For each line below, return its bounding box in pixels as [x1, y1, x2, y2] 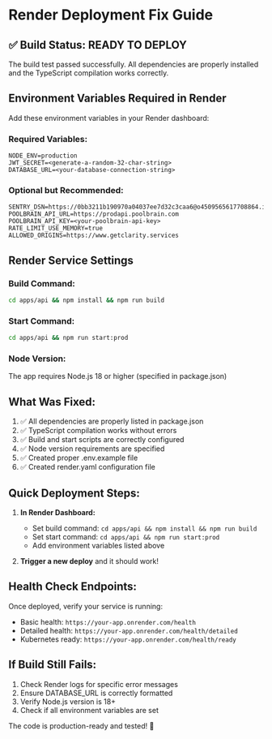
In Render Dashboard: [19, 508, 96, 518]
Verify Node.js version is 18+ [19, 696, 116, 707]
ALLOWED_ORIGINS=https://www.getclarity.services [8, 231, 180, 240]
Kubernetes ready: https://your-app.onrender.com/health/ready [19, 634, 236, 644]
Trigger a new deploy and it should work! [19, 556, 159, 566]
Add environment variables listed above [32, 541, 165, 551]
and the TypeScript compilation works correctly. [8, 68, 169, 78]
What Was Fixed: [8, 395, 96, 409]
